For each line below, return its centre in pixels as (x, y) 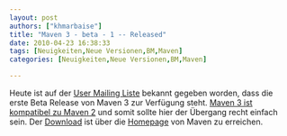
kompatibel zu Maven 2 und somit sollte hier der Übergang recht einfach (143, 112)
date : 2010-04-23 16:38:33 (60, 43)
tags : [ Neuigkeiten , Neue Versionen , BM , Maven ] (96, 51)
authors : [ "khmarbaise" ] (56, 26)
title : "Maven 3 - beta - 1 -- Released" (88, 34)
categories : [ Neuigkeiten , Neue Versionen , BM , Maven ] (108, 59)
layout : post (34, 18)
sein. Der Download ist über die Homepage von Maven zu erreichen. (136, 122)
